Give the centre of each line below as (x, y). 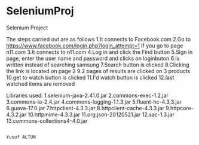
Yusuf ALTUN (21, 137)
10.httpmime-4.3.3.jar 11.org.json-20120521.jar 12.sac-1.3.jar (101, 114)
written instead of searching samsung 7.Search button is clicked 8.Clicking (98, 65)
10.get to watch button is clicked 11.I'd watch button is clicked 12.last (90, 77)
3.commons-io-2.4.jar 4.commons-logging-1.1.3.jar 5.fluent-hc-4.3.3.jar (94, 102)
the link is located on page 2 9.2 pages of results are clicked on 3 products (98, 71)
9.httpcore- (180, 108)
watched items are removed (41, 84)
